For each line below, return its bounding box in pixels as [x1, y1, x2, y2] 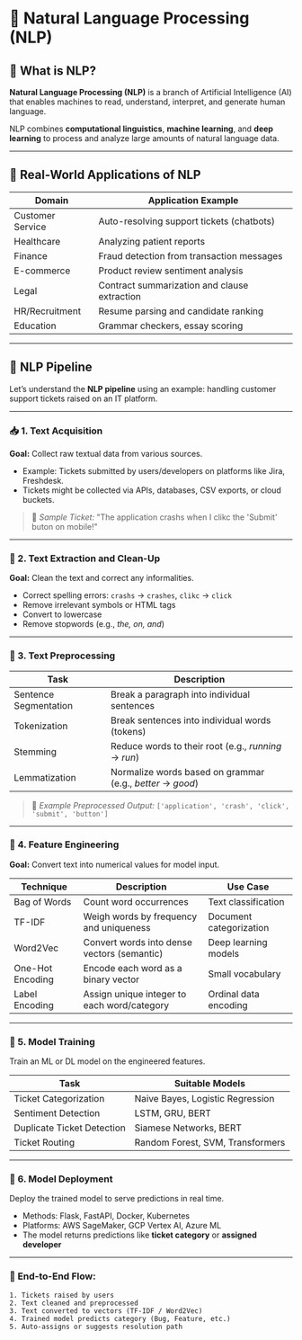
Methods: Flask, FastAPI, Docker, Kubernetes [22, 1210, 191, 1221]
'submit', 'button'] [31, 809, 109, 818]
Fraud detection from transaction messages [98, 249, 283, 262]
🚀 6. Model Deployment [9, 1173, 113, 1185]
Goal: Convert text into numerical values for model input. [9, 859, 220, 870]
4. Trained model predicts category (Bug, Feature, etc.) [9, 1314, 231, 1323]
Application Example [147, 193, 239, 206]
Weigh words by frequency [83, 910, 198, 923]
